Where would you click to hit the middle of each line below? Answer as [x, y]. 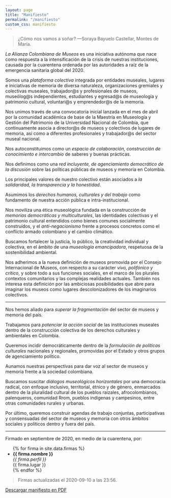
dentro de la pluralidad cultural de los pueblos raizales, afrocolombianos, [82, 392]
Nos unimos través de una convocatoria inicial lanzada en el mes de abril [82, 112]
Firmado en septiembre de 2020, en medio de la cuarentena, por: [74, 439]
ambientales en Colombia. [33, 336]
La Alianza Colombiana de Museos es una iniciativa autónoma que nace [81, 54]
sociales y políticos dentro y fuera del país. [50, 424]
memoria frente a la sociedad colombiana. [49, 372]
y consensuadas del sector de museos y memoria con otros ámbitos [77, 418]
